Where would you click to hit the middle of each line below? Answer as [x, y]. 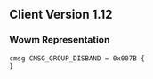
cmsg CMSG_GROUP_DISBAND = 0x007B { [77, 58]
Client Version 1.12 [61, 15]
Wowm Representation [60, 40]
